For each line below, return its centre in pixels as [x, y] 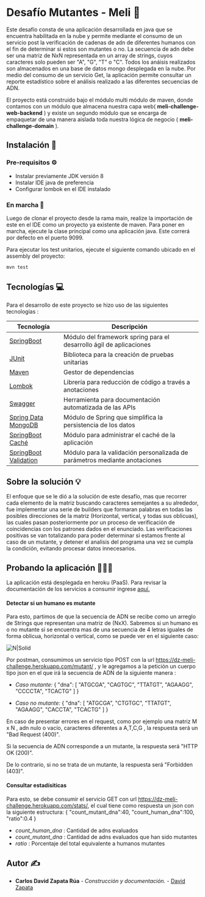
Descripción [129, 326]
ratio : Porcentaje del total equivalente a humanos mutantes [90, 843]
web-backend [24, 113]
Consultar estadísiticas [37, 786]
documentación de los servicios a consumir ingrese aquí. [78, 589]
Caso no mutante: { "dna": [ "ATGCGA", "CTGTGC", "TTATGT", [93, 703]
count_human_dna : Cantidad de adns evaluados [77, 830]
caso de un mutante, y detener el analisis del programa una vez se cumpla [100, 542]
